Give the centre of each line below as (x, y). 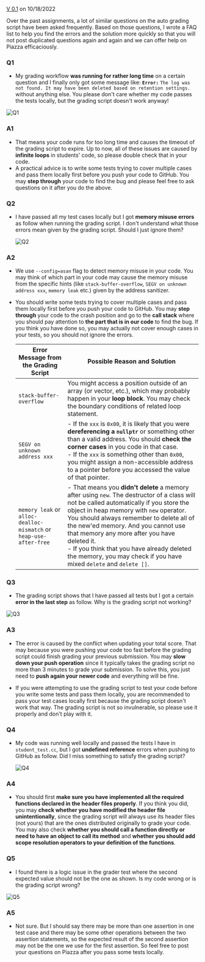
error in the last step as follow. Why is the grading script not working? (103, 602)
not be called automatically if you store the (128, 503)
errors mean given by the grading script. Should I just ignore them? (99, 230)
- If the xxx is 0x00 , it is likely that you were (128, 424)
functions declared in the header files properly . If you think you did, (102, 804)
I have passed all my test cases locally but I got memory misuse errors (105, 216)
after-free (34, 543)
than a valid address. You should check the (130, 439)
